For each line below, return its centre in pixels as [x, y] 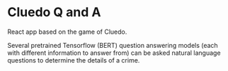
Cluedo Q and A [54, 12]
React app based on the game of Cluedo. [67, 32]
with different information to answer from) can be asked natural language [114, 53]
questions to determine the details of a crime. [74, 60]
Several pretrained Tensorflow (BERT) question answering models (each [113, 45]
